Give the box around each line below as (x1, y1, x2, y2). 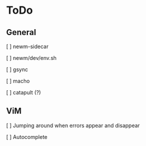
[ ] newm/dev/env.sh (6, 55, 57, 61)
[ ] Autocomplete (6, 133, 48, 140)
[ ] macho (6, 78, 30, 84)
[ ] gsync (6, 66, 29, 73)
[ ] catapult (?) (6, 89, 41, 96)
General (6, 27, 37, 37)
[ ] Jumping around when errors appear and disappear (6, 122, 140, 129)
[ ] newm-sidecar (6, 43, 49, 50)
